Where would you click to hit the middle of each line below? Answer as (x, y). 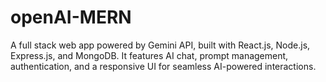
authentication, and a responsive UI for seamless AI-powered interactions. (163, 66)
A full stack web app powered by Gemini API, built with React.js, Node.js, (160, 45)
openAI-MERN (71, 17)
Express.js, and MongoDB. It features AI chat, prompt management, (149, 55)
